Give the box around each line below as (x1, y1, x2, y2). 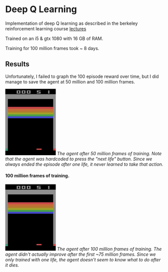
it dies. (5, 262, 19, 268)
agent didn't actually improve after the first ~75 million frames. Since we (5, 251, 156, 257)
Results (5, 60, 30, 69)
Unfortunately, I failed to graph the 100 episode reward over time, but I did (5, 73, 159, 79)
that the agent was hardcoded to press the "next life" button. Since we (5, 156, 152, 162)
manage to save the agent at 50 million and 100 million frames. (5, 78, 135, 84)
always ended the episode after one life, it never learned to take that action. (5, 161, 163, 167)
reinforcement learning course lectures (5, 25, 87, 31)
